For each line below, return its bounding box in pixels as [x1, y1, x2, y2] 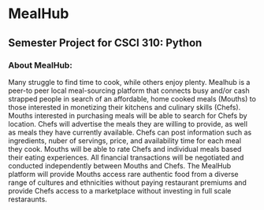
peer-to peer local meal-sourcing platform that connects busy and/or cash [8, 86, 250, 95]
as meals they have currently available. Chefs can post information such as [8, 127, 252, 137]
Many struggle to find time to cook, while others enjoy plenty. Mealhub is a [8, 77, 251, 87]
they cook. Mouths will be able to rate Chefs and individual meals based [8, 144, 242, 153]
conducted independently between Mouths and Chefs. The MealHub [8, 160, 232, 170]
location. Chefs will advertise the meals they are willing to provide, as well [8, 119, 248, 128]
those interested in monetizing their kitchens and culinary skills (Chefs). [8, 102, 241, 112]
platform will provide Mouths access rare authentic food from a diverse [8, 169, 239, 179]
